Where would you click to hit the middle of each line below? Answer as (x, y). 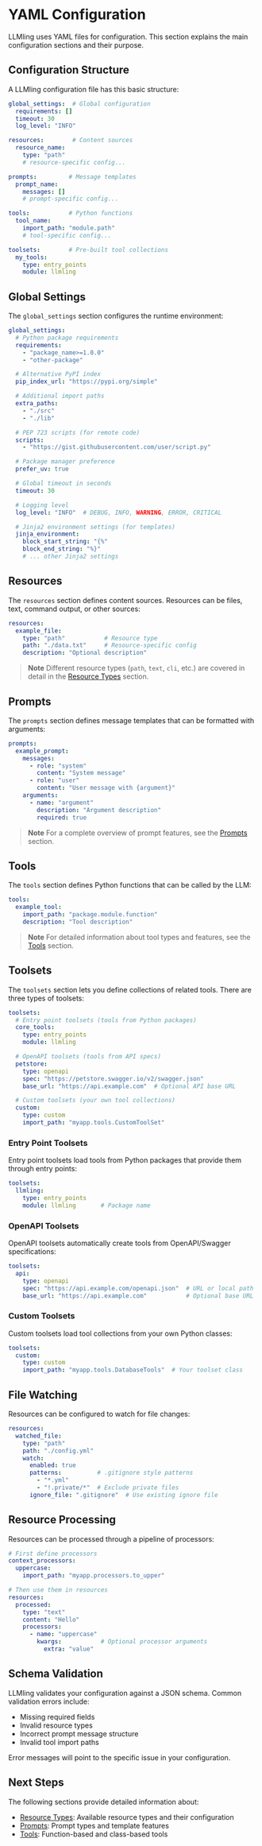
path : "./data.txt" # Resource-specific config (110, 645)
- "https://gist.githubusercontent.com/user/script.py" (117, 447)
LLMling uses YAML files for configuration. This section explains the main (128, 37)
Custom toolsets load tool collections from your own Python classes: (120, 1333)
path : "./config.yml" (58, 1451)
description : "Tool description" (78, 922)
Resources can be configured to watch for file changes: (99, 1414)
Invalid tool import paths (59, 1742)
